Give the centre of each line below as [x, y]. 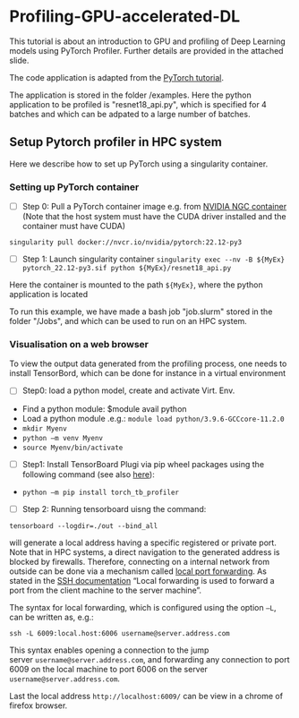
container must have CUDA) [74, 227]
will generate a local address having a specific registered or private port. [143, 543]
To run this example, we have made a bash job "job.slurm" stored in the [141, 312]
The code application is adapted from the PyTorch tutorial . [117, 77]
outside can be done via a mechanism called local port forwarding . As [138, 571]
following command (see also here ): [88, 474]
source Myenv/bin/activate [73, 448]
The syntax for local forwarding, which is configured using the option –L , [143, 607]
